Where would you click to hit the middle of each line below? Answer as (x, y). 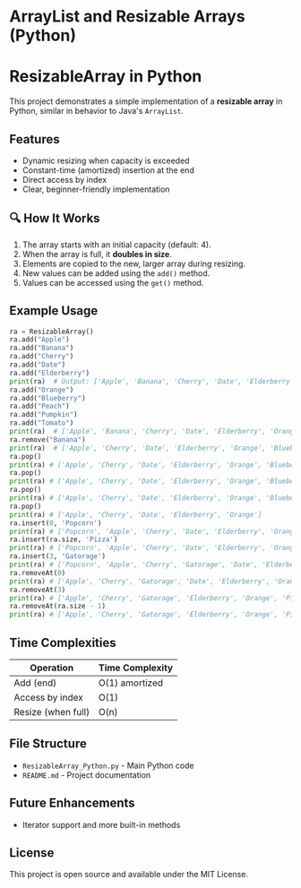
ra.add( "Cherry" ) (42, 357)
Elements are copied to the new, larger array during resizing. (134, 263)
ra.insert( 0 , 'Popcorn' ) (56, 523)
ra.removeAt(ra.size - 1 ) (57, 607)
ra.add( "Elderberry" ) (50, 373)
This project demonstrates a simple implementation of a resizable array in (146, 101)
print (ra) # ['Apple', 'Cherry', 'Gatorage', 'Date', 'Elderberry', (140, 581)
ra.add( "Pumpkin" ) (43, 415)
